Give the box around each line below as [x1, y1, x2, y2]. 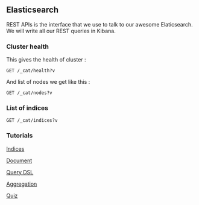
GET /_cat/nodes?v [6, 90, 52, 96]
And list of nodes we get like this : [6, 78, 90, 86]
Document [6, 157, 33, 164]
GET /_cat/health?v [6, 68, 55, 74]
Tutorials [6, 131, 33, 140]
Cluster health [6, 42, 49, 51]
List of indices [6, 104, 49, 112]
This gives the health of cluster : [6, 56, 86, 63]
